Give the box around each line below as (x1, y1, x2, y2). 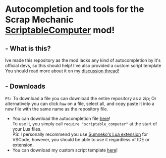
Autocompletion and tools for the (5, 3, 145, 15)
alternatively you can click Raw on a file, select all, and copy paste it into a (5, 101, 155, 106)
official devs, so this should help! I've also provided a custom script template (5, 63, 162, 68)
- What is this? (5, 44, 51, 53)
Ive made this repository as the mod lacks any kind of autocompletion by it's (5, 57, 161, 63)
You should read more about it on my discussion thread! (5, 68, 119, 74)
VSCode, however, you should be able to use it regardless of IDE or (12, 136, 150, 142)
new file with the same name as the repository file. (5, 105, 108, 112)
